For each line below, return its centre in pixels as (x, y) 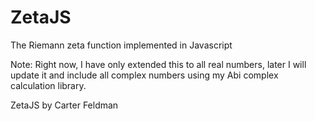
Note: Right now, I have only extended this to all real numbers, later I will (158, 64)
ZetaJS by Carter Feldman (64, 105)
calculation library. (48, 85)
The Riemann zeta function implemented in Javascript (121, 45)
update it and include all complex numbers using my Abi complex (144, 75)
